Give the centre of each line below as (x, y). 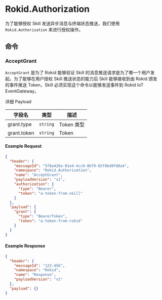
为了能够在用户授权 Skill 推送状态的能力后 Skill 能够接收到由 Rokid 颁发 (85, 79)
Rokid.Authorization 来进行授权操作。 (44, 29)
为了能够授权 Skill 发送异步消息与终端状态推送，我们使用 (62, 23)
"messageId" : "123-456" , (40, 265)
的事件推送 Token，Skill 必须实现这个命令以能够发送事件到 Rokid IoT (74, 85)
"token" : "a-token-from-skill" (50, 193)
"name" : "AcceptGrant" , (39, 175)
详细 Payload (18, 101)
